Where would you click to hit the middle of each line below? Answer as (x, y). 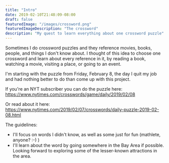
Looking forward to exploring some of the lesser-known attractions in (85, 151)
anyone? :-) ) (26, 140)
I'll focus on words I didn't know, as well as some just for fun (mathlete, (87, 134)
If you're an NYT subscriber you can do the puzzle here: (64, 89)
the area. (22, 156)
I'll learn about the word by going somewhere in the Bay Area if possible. (88, 145)
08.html (13, 115)
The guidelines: (22, 125)
